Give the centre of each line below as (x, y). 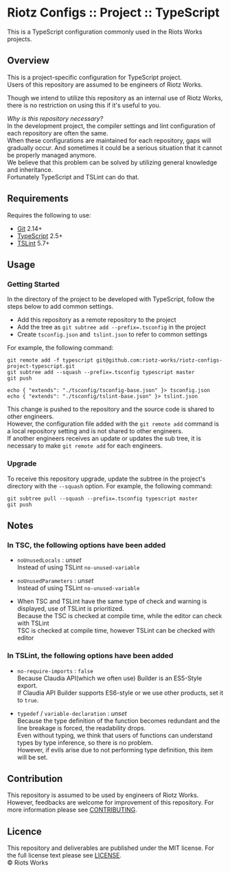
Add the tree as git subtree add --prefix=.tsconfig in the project (111, 327)
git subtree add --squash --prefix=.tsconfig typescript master (101, 373)
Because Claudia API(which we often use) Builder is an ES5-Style (110, 678)
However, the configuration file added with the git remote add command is (113, 424)
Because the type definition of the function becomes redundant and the (118, 721)
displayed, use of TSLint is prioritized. (71, 609)
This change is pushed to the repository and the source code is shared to (111, 409)
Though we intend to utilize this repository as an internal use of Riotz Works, (115, 98)
